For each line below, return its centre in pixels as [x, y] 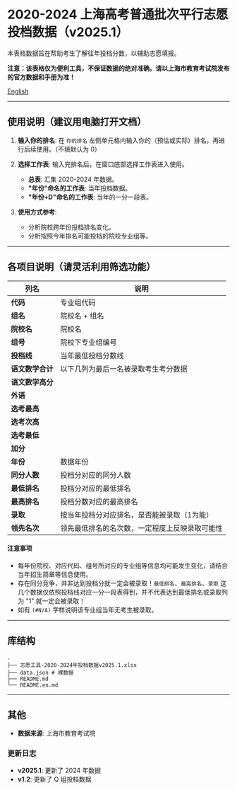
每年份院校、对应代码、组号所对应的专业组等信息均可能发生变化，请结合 [122, 565]
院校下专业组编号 [89, 342]
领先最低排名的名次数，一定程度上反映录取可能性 [142, 528]
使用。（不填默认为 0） [68, 149]
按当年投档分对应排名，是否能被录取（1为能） [137, 515]
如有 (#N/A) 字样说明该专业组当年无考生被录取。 [87, 609]
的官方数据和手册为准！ [41, 77]
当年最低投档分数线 [92, 355]
